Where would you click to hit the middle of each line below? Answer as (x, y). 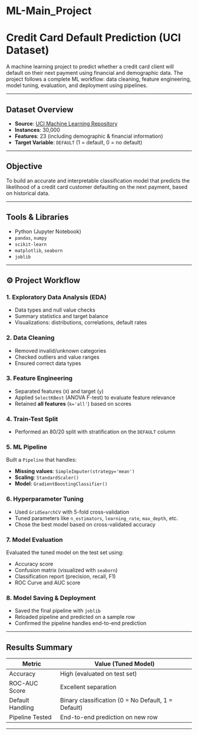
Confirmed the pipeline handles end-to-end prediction (80, 623)
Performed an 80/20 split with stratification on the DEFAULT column (95, 432)
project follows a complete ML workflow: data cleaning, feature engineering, (99, 79)
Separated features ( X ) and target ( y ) (59, 391)
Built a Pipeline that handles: (42, 460)
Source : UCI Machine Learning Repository (66, 123)
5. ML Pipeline (27, 447)
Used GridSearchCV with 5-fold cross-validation (72, 512)
